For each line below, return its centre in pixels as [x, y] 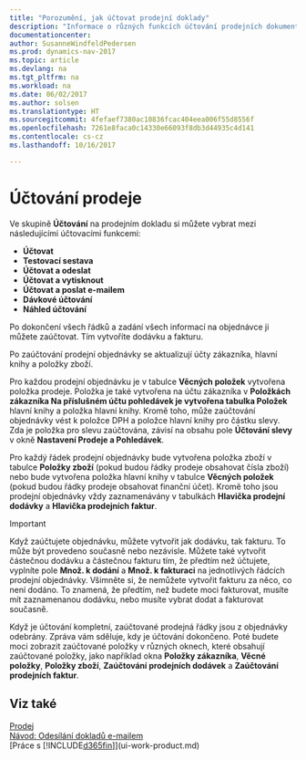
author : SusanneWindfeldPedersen [73, 43]
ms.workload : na [40, 86]
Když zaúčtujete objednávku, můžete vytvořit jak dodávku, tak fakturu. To [148, 541]
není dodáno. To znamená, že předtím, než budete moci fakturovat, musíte [149, 589]
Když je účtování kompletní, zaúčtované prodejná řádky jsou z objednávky [149, 627]
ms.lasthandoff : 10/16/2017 [63, 145]
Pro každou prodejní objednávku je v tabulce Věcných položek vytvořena [148, 381]
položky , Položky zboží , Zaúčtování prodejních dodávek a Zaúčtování [144, 665]
